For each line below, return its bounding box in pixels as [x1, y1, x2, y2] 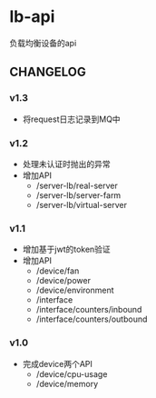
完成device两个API [22, 358, 93, 369]
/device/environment [35, 284, 115, 296]
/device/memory [35, 378, 99, 389]
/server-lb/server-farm [35, 189, 122, 201]
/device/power [35, 275, 91, 286]
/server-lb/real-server [35, 180, 118, 191]
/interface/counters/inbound [35, 304, 142, 315]
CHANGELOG [9, 65, 86, 80]
